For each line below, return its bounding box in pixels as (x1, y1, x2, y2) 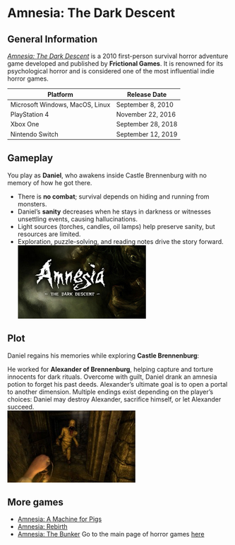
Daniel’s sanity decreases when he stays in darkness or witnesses (17, 207, 212, 216)
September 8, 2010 (116, 100, 174, 109)
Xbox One (10, 120, 40, 129)
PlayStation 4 (10, 110, 49, 118)
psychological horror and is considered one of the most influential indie (7, 67, 215, 75)
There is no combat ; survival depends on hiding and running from (17, 192, 210, 201)
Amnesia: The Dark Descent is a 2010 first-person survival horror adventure (7, 52, 229, 60)
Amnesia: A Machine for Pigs (17, 515, 102, 524)
